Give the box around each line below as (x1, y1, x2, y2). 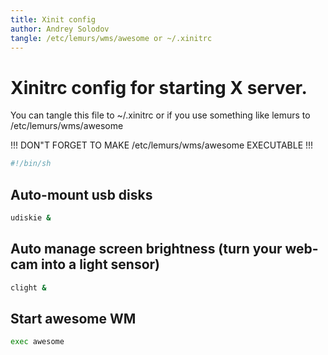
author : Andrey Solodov (10, 24, 110, 34)
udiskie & (10, 213, 52, 223)
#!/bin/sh (10, 159, 52, 169)
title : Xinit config (10, 14, 97, 25)
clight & (10, 282, 47, 293)
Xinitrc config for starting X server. (10, 76, 308, 99)
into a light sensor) (40, 256, 160, 273)
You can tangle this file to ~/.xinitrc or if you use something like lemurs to (10, 109, 311, 121)
